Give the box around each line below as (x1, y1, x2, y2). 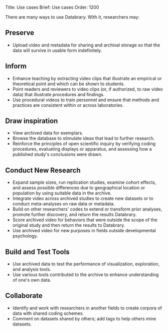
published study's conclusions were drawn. (12, 151, 103, 158)
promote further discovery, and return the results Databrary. (12, 212, 137, 218)
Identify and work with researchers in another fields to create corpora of (12, 305, 162, 311)
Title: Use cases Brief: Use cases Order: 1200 (5, 5, 99, 10)
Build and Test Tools (5, 247, 70, 256)
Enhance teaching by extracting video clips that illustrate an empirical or (12, 75, 162, 81)
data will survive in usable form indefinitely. (12, 47, 102, 53)
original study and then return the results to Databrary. (12, 222, 125, 228)
